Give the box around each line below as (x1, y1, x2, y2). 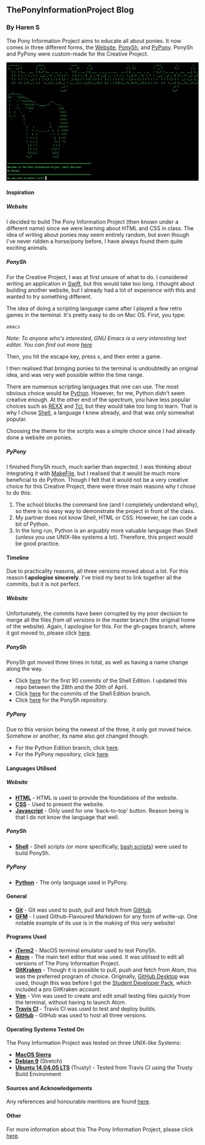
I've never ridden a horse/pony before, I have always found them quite (6, 238, 183, 245)
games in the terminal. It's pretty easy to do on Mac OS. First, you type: (6, 311, 186, 319)
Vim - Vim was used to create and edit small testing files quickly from (15, 992, 190, 1000)
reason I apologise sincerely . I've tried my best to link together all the (6, 574, 182, 581)
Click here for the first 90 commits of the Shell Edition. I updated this (15, 677, 187, 685)
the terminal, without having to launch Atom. (15, 998, 127, 1006)
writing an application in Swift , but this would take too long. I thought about (6, 280, 195, 288)
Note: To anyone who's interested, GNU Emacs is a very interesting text (6, 335, 187, 342)
